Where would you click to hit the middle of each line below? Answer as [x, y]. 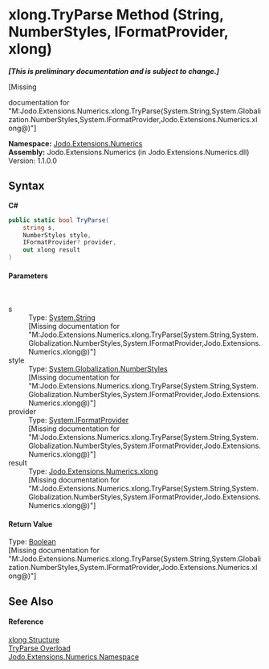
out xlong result [52, 250]
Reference [26, 622]
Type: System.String [62, 318]
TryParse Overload [39, 648]
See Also [31, 601]
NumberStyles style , [57, 235]
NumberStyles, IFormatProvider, [118, 32]
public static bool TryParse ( [59, 220]
